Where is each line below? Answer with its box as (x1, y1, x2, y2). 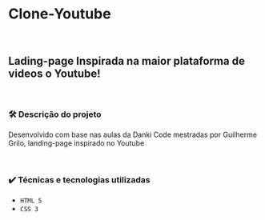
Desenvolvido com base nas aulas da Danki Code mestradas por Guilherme (8, 130, 258, 140)
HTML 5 (19, 197, 42, 205)
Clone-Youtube (8, 5, 111, 23)
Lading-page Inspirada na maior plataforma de (8, 54, 246, 68)
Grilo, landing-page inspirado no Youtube (8, 138, 145, 148)
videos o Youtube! (8, 67, 102, 81)
